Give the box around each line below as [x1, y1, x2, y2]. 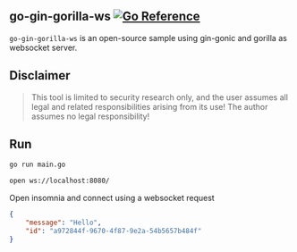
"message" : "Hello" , [25, 218, 102, 228]
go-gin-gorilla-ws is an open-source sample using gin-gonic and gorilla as [9, 32, 288, 43]
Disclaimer [9, 68, 71, 83]
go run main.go [9, 160, 66, 170]
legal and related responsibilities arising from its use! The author [30, 101, 268, 112]
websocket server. [9, 42, 78, 53]
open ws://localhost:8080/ [9, 176, 110, 186]
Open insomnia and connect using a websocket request [9, 193, 215, 204]
